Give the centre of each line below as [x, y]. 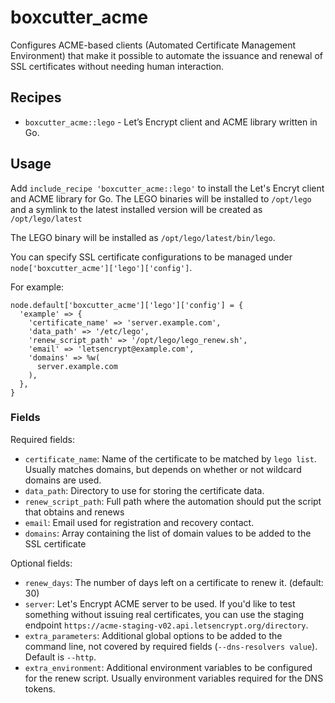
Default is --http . [60, 657]
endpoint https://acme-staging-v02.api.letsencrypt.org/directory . [166, 625]
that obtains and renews [74, 512]
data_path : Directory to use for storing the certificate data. [144, 490]
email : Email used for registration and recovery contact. [139, 522]
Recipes [36, 97]
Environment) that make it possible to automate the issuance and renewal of [167, 55]
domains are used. [63, 480]
